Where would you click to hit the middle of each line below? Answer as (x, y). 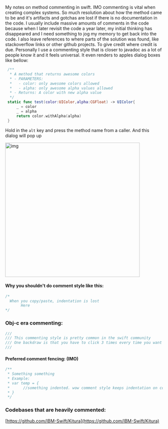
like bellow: (17, 60)
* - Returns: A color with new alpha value (55, 93)
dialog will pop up (23, 135)
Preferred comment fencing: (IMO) (42, 358)
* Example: (18, 378)
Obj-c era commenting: (34, 323)
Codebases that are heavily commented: (55, 410)
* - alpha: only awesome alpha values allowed (61, 88)
